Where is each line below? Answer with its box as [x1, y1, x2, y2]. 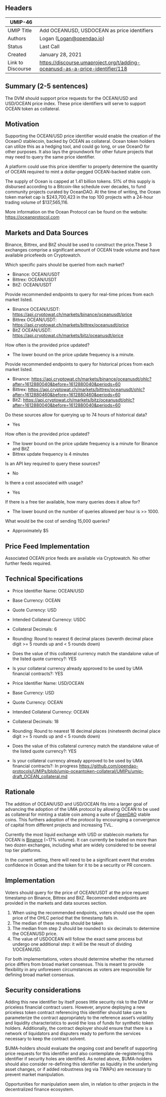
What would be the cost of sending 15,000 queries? [5, 518, 110, 524]
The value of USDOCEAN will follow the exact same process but [12, 936, 143, 942]
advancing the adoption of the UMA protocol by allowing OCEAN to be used [5, 806, 160, 812]
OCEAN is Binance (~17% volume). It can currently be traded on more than [5, 837, 157, 843]
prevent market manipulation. [5, 1072, 65, 1078]
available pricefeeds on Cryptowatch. [5, 252, 82, 258]
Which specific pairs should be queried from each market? [5, 262, 124, 268]
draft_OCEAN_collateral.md [12, 773, 68, 779]
